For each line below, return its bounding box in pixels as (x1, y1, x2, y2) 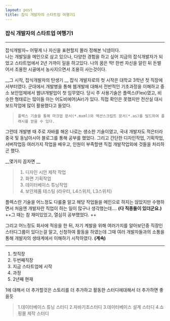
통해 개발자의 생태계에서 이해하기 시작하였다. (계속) (5, 235, 106, 241)
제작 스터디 (27, 310, 49, 316)
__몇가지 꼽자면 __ (5, 158, 40, 164)
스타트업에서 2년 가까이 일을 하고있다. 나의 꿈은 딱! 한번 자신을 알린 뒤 (14, 59, 152, 66)
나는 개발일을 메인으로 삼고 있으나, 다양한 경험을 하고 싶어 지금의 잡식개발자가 (5, 53, 158, 59)
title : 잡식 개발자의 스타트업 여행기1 (5, 12, 75, 17)
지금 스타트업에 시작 (12, 263, 52, 269)
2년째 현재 (12, 276, 33, 282)
